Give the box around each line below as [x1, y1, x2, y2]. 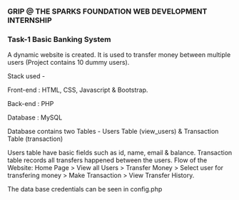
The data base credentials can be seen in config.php [7, 185, 163, 194]
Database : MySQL [7, 113, 63, 122]
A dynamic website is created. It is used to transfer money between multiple [7, 51, 231, 59]
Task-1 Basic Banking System [7, 34, 111, 44]
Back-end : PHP [7, 100, 54, 108]
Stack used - [7, 72, 45, 80]
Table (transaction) [7, 135, 63, 143]
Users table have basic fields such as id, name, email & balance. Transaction [7, 149, 233, 157]
